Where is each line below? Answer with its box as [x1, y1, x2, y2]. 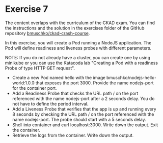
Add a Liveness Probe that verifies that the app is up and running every [12, 106, 157, 112]
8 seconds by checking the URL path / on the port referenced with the [12, 111, 154, 117]
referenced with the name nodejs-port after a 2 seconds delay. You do [12, 95, 155, 102]
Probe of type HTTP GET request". [5, 65, 75, 71]
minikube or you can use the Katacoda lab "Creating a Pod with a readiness [5, 60, 158, 66]
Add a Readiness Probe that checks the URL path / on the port [12, 90, 138, 96]
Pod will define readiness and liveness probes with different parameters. [5, 45, 152, 51]
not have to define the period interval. [12, 101, 89, 107]
